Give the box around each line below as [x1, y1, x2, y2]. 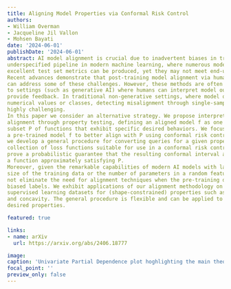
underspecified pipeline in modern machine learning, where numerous [7, 61, 211, 68]
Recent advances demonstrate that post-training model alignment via [7, 74, 211, 81]
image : [7, 252, 26, 259]
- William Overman [7, 23, 60, 30]
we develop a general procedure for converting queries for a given [7, 138, 208, 145]
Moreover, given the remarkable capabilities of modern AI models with [7, 163, 217, 171]
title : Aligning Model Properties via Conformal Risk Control [7, 10, 189, 17]
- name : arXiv [7, 233, 48, 240]
